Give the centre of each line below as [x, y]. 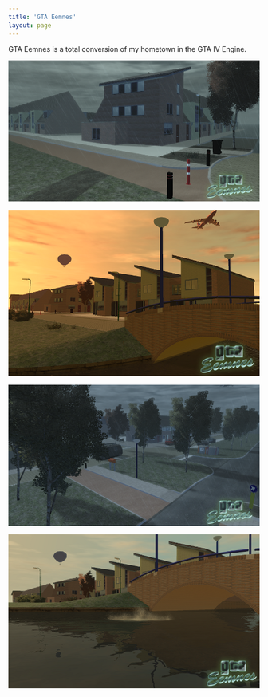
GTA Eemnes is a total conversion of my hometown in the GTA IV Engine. [128, 49]
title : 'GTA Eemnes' [43, 17]
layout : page [30, 25]
